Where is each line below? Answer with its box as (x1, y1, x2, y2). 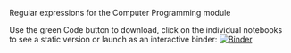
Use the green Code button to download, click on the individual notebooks (9, 25, 283, 34)
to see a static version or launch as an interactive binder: (9, 34, 218, 44)
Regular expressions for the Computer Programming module (9, 8, 231, 18)
